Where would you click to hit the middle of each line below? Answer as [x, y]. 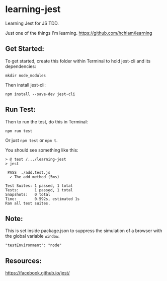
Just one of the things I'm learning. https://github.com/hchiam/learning [79, 33]
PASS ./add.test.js [29, 172]
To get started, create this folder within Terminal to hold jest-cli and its [78, 61]
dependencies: [21, 66]
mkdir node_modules [26, 76]
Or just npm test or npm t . [31, 140]
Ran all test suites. [28, 203]
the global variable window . [32, 236]
